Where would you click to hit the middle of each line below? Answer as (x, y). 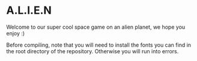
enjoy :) (16, 33)
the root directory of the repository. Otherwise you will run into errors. (92, 51)
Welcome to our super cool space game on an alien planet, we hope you (96, 27)
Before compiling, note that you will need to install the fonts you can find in (98, 45)
